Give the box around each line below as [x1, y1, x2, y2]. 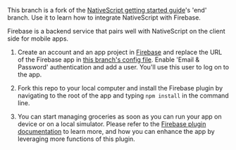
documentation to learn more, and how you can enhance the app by [17, 128, 215, 135]
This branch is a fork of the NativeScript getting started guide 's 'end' [7, 6, 207, 14]
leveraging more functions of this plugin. [17, 135, 135, 143]
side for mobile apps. [7, 34, 69, 43]
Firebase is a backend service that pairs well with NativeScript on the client [7, 27, 225, 35]
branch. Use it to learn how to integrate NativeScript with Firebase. [7, 13, 201, 22]
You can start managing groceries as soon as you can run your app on [17, 112, 222, 121]
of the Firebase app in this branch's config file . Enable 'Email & [17, 55, 200, 64]
